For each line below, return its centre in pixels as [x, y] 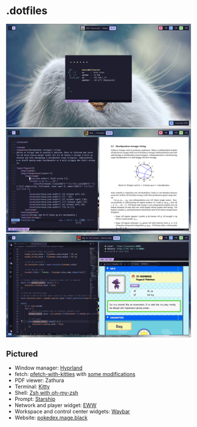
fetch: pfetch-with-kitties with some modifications [75, 374]
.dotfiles [27, 11]
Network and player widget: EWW [55, 405]
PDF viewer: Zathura [39, 380]
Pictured [22, 353]
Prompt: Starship [35, 399]
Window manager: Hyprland [49, 368]
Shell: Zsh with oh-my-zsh [46, 393]
